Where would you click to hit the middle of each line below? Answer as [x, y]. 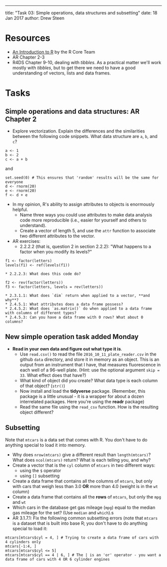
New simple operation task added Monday [72, 337]
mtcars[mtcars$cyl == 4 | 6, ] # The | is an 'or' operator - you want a [83, 555]
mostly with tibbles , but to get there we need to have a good [74, 68]
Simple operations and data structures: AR [72, 111]
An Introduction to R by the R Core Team [54, 52]
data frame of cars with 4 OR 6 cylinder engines [58, 559]
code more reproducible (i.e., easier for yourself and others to [83, 220]
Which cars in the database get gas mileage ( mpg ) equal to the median [84, 507]
